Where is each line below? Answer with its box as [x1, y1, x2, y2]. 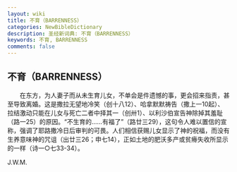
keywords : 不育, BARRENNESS [7, 37, 88, 44]
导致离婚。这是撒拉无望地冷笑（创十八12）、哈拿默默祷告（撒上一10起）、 [13, 99, 224, 108]
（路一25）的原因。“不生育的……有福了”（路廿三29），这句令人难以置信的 [7, 117, 221, 125]
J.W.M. [7, 158, 28, 166]
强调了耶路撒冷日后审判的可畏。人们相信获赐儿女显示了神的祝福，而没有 [19, 126, 230, 135]
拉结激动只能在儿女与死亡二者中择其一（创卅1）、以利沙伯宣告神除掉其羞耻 [7, 109, 224, 117]
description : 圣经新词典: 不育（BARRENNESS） [7, 30, 134, 37]
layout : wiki [7, 10, 46, 18]
